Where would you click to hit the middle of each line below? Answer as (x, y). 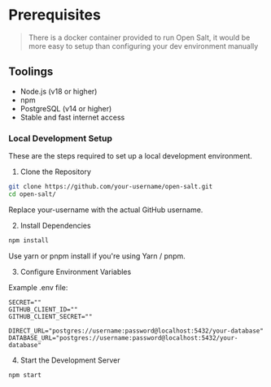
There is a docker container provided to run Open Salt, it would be (139, 37)
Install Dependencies (55, 225)
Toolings (31, 72)
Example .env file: (38, 287)
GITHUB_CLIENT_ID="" (44, 309)
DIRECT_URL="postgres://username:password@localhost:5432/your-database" (136, 331)
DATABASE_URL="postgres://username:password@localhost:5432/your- (123, 338)
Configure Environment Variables (76, 272)
